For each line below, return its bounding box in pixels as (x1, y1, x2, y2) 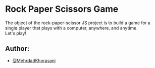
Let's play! (5, 30, 26, 36)
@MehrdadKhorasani (12, 58, 56, 64)
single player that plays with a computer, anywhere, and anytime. (5, 25, 138, 31)
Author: (5, 44, 30, 53)
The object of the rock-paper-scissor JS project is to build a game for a (5, 20, 151, 26)
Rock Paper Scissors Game (5, 3, 119, 15)
